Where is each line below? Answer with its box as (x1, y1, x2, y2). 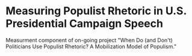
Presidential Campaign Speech (5, 17, 164, 30)
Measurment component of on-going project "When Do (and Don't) (5, 36, 173, 43)
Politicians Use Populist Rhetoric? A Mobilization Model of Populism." (5, 43, 177, 50)
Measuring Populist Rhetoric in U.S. (5, 4, 187, 18)
